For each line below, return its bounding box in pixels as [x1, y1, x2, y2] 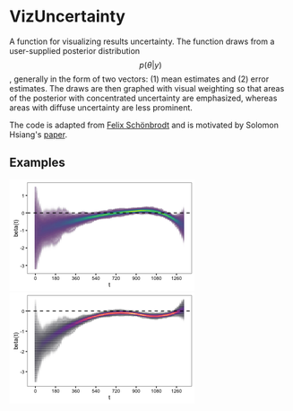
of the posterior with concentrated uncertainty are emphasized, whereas [9, 92, 278, 103]
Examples [9, 155, 65, 171]
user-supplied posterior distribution [9, 45, 141, 56]
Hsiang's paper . [9, 128, 68, 140]
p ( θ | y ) [138, 59, 163, 70]
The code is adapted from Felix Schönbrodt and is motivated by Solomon [9, 119, 280, 130]
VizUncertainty [9, 6, 125, 27]
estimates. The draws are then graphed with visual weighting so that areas [9, 83, 285, 93]
